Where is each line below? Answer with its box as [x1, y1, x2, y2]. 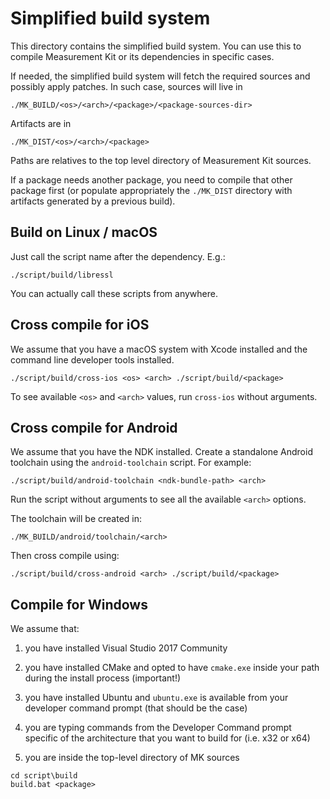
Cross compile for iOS [10, 317, 150, 334]
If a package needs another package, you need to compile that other [10, 173, 293, 186]
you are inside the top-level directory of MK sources [24, 752, 240, 764]
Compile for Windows [10, 596, 148, 613]
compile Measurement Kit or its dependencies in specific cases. [10, 50, 275, 62]
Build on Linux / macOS [10, 224, 158, 241]
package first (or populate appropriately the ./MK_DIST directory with [10, 184, 293, 196]
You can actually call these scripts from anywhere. [10, 287, 218, 299]
